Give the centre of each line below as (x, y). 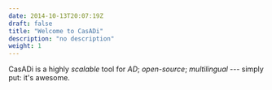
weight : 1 (25, 46)
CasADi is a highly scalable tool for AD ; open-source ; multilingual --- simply (136, 69)
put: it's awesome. (39, 78)
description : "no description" (61, 39)
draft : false (31, 24)
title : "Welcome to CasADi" (56, 31)
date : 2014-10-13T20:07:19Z (56, 16)
